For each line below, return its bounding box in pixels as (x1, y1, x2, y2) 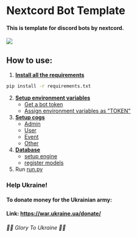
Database (15, 146, 41, 153)
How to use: (6, 55, 53, 65)
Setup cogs (15, 114, 45, 121)
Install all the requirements (15, 71, 85, 79)
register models (24, 159, 64, 167)
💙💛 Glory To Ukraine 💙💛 (6, 224, 66, 231)
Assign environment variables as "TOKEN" (24, 108, 131, 115)
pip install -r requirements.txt (6, 83, 91, 89)
